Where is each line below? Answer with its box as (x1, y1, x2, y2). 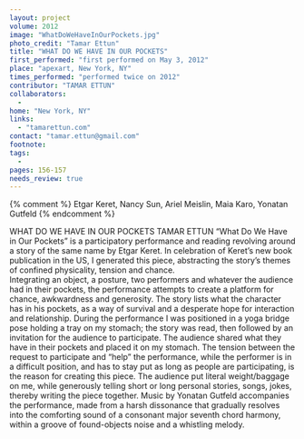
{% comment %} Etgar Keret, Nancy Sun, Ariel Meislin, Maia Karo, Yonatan (9, 199, 289, 210)
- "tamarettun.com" (17, 124, 92, 133)
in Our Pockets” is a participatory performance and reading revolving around (9, 235, 296, 246)
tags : (9, 148, 30, 157)
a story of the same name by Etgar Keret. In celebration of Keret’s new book (9, 245, 293, 256)
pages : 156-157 (9, 165, 67, 175)
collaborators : (9, 89, 67, 98)
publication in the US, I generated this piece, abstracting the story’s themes (9, 255, 291, 266)
